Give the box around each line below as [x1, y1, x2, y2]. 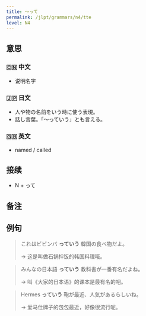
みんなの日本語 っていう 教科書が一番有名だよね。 [20, 265, 144, 272]
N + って [14, 182, 36, 189]
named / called [14, 146, 52, 153]
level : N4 [6, 20, 31, 26]
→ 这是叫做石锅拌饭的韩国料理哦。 [20, 253, 106, 260]
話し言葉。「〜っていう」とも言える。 [14, 116, 106, 123]
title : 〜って [6, 8, 39, 15]
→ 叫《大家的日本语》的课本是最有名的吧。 [20, 278, 126, 285]
